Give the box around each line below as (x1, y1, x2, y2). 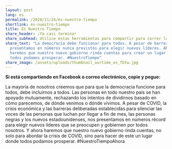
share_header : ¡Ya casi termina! (5, 31, 77, 36)
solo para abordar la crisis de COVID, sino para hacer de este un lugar (5, 133, 153, 139)
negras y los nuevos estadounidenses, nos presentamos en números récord (5, 116, 166, 123)
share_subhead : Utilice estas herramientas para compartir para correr (5, 36, 161, 41)
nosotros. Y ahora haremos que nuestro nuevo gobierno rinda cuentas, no (5, 127, 162, 134)
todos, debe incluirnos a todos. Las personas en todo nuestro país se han (5, 89, 160, 95)
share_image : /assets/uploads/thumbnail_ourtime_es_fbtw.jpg (5, 60, 139, 65)
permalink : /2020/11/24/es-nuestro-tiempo (5, 17, 97, 22)
